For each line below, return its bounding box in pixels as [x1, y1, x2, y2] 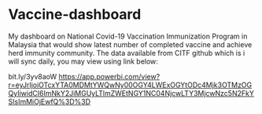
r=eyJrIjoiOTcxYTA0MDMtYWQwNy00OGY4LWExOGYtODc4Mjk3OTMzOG [8, 80, 253, 90]
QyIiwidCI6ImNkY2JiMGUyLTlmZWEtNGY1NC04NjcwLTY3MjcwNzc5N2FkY [8, 88, 254, 97]
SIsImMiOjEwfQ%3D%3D [8, 97, 91, 106]
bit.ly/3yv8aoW [8, 72, 57, 81]
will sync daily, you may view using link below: [8, 57, 159, 66]
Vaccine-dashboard [8, 6, 142, 24]
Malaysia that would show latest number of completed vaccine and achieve [8, 39, 253, 49]
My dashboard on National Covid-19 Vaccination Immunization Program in [8, 31, 248, 41]
